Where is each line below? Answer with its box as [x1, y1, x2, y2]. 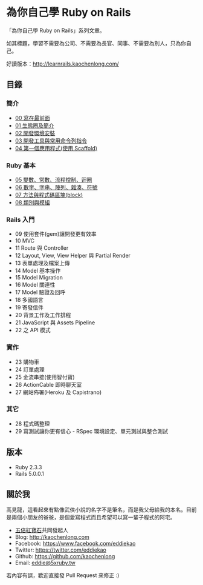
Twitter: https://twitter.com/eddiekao [14, 546, 107, 553]
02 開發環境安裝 [14, 129, 56, 136]
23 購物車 [14, 358, 39, 366]
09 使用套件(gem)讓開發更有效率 [14, 230, 97, 238]
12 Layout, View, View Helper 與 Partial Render [14, 252, 131, 259]
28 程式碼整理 [14, 420, 50, 427]
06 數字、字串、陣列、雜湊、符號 [14, 183, 98, 191]
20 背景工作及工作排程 [14, 312, 71, 319]
